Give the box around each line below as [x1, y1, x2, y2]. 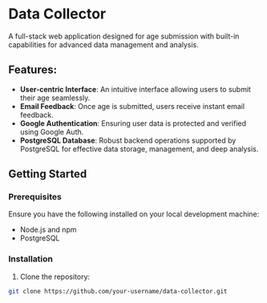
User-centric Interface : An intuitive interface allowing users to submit [19, 84, 251, 94]
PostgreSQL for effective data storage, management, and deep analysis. [19, 143, 259, 153]
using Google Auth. [19, 127, 84, 136]
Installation [8, 253, 54, 265]
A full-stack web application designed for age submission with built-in [8, 31, 240, 41]
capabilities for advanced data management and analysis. [8, 39, 199, 49]
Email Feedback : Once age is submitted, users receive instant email [19, 101, 245, 111]
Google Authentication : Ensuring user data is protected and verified [19, 118, 247, 128]
